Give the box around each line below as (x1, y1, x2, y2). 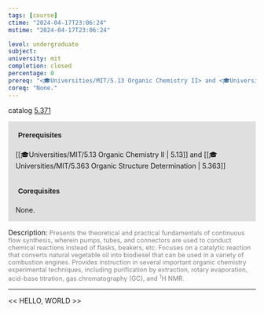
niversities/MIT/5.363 (15, 161, 90, 170)
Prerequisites (18, 130, 62, 140)
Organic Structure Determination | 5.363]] (90, 161, 226, 170)
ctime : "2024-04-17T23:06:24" (8, 19, 108, 27)
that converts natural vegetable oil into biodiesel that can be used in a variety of (8, 250, 244, 259)
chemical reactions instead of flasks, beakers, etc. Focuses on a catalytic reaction (8, 243, 251, 252)
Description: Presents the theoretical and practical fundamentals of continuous (8, 227, 245, 237)
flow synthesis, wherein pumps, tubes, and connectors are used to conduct (8, 236, 232, 244)
